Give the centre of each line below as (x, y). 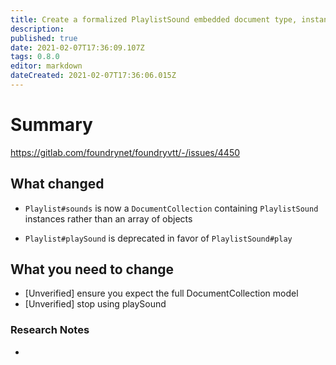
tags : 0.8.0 (35, 57)
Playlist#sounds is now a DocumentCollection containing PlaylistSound (171, 208)
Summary (51, 125)
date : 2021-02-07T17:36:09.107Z (77, 47)
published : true (44, 38)
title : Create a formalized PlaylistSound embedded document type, (154, 19)
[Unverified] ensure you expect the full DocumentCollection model (161, 293)
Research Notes (50, 330)
